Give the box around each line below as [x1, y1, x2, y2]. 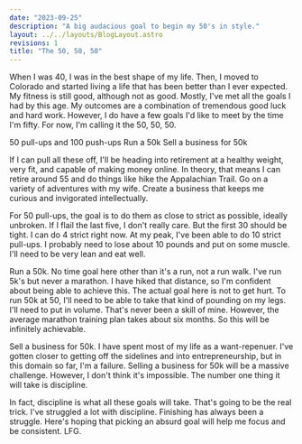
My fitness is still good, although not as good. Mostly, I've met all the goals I [9, 91, 291, 102]
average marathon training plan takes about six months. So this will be [9, 314, 270, 325]
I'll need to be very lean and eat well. [9, 249, 146, 260]
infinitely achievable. [9, 324, 87, 335]
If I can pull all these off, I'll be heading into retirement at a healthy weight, [9, 154, 284, 165]
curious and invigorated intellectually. [9, 193, 149, 204]
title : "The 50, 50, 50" [9, 47, 103, 56]
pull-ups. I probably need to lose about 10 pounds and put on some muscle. [9, 239, 290, 250]
